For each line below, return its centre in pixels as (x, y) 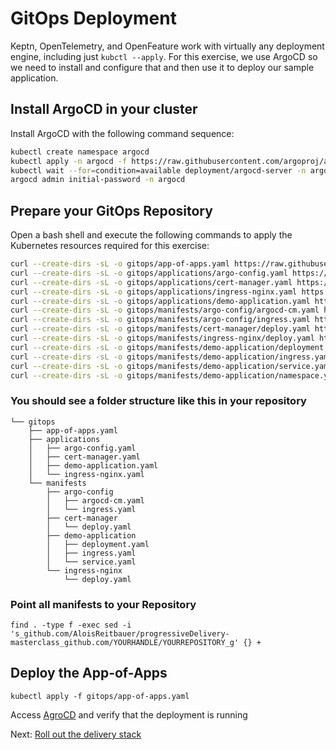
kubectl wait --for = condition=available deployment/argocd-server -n (158, 170)
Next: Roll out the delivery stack (76, 734)
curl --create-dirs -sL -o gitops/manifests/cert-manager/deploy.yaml (160, 329)
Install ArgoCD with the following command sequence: (122, 133)
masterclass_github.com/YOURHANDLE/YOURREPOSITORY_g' (125, 643)
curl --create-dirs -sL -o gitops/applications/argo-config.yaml (149, 273)
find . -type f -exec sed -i (71, 625)
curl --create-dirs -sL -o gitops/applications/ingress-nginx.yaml (154, 292)
